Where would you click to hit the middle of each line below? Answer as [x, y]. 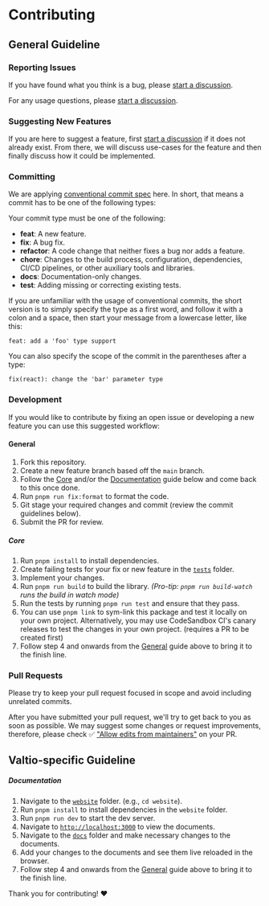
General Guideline [54, 45]
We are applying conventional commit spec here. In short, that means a [126, 194]
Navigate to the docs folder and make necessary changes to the [125, 835]
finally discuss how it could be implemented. [82, 156]
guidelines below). [51, 513]
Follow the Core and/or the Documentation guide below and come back [138, 479]
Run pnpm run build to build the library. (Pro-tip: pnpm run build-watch [136, 586]
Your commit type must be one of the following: [87, 218]
